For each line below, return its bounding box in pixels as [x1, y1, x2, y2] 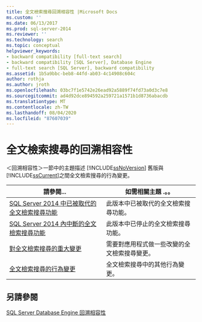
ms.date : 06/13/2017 [6, 20, 58, 26]
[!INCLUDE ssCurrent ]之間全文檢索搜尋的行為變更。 [6, 172, 133, 179]
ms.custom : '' [6, 14, 42, 21]
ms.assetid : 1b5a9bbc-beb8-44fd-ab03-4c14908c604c [6, 71, 136, 77]
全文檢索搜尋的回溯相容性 [6, 143, 133, 157]
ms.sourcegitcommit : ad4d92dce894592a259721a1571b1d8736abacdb [6, 93, 168, 99]
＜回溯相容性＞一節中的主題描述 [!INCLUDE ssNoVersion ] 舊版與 [6, 164, 164, 172]
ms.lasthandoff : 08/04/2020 [6, 110, 77, 116]
